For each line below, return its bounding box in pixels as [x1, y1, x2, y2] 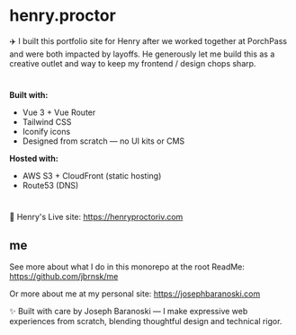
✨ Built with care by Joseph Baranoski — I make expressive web [9, 306, 248, 317]
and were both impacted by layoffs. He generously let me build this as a [9, 48, 275, 59]
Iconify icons [22, 127, 71, 137]
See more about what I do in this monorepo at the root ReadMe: [9, 261, 246, 272]
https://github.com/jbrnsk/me [9, 271, 119, 282]
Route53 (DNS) [22, 181, 79, 191]
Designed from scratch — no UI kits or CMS [22, 136, 185, 146]
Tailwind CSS [22, 117, 72, 128]
